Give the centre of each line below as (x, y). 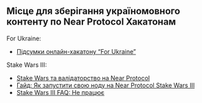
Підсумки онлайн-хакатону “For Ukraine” (76, 51)
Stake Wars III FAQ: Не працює (60, 92)
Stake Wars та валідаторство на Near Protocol (83, 78)
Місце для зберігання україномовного (93, 11)
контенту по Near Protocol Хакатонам (91, 22)
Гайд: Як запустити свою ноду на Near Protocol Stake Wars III (105, 85)
